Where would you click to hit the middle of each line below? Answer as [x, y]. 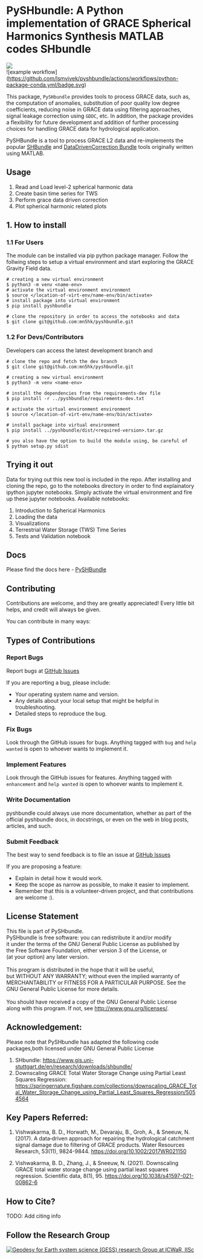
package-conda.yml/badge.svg [45, 85]
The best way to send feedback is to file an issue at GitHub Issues [89, 855]
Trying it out [30, 465]
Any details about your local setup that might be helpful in [87, 700]
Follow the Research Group [58, 1235]
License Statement [42, 917]
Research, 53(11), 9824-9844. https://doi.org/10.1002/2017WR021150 [101, 1151]
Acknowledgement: [44, 1027]
